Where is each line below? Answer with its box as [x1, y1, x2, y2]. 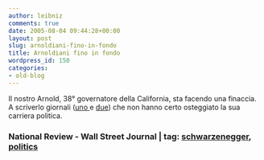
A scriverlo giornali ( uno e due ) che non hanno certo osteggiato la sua [8, 102, 241, 112]
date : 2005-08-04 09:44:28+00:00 [8, 27, 121, 35]
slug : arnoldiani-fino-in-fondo [8, 42, 117, 50]
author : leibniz [8, 11, 63, 20]
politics [8, 141, 39, 152]
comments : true [8, 19, 60, 27]
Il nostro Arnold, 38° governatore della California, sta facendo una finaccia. [8, 93, 257, 103]
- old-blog [8, 72, 45, 80]
